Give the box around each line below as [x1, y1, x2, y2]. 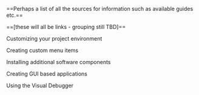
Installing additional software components [6, 59, 111, 65]
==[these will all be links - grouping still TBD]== [6, 24, 126, 30]
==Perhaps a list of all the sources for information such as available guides [6, 5, 194, 12]
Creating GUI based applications [6, 70, 88, 77]
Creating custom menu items [6, 47, 79, 54]
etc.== [6, 11, 23, 19]
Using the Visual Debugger [6, 82, 74, 89]
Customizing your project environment [6, 35, 103, 42]
